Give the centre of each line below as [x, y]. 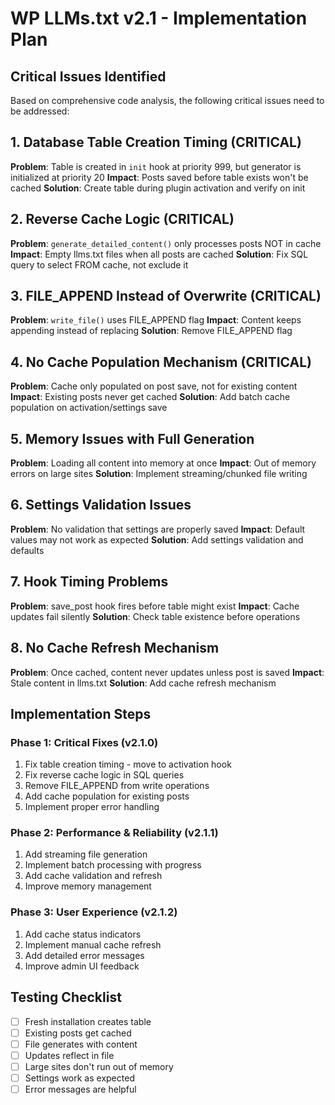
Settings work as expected [79, 1078]
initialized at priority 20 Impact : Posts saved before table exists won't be [159, 177]
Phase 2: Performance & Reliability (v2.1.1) [114, 833]
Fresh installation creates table [88, 1021]
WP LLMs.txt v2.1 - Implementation [159, 18]
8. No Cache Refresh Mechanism [115, 648]
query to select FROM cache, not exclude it [99, 264]
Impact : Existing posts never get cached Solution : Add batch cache [150, 397]
